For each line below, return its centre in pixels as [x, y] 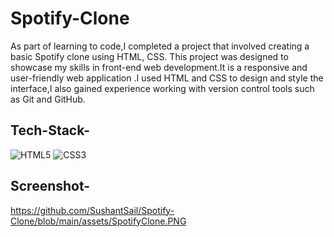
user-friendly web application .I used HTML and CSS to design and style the [167, 78]
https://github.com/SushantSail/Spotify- [92, 210]
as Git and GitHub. [48, 99]
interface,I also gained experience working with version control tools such [162, 88]
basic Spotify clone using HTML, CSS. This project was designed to [149, 56]
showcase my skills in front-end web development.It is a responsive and [159, 67]
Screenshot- [50, 186]
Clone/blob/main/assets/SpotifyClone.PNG [98, 221]
